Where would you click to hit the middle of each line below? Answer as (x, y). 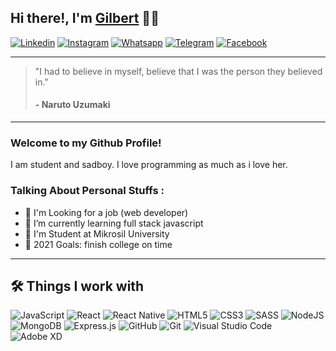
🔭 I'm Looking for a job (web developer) (106, 212)
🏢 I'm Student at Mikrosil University (97, 233)
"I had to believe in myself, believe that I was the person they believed (178, 71)
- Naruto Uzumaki (72, 105)
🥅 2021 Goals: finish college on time (98, 244)
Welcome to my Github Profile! (86, 143)
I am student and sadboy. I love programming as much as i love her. (149, 165)
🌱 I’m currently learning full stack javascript (114, 223)
